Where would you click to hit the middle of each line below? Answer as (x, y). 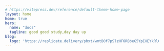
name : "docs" (23, 28)
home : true (16, 18)
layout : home (18, 14)
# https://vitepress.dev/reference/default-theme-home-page (68, 9)
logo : (15, 41)
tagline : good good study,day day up (48, 32)
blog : (10, 37)
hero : (10, 23)
